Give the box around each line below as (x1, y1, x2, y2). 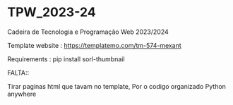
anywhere (7, 89, 37, 98)
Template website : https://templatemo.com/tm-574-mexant (7, 41, 181, 49)
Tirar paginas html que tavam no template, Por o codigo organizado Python (7, 82, 226, 90)
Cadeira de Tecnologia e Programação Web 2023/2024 (7, 27, 169, 36)
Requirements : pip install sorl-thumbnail (7, 54, 125, 63)
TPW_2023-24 (7, 4, 97, 20)
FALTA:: (7, 68, 30, 77)
